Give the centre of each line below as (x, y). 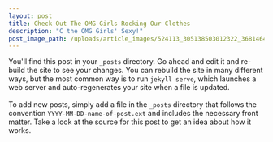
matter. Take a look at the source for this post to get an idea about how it (130, 122)
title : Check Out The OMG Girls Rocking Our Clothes (100, 24)
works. (20, 131)
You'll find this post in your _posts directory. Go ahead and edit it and (124, 62)
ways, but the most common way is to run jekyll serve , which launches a (132, 79)
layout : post (30, 16)
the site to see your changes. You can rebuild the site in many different (145, 71)
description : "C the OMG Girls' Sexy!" (76, 31)
